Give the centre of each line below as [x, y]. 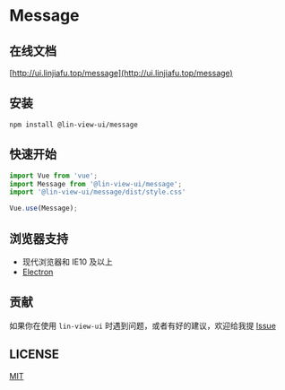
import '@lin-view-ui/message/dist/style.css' [98, 192]
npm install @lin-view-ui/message [74, 125]
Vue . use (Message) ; [43, 208]
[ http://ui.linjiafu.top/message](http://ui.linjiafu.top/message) [121, 73]
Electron [38, 272]
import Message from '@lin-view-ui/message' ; [95, 184]
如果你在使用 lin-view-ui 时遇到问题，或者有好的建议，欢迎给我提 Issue [142, 325]
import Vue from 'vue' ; [54, 176]
